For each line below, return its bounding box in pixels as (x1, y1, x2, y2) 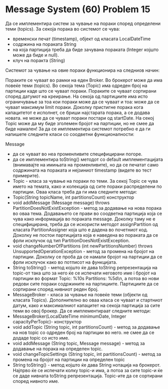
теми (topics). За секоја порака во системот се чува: (5, 25, 121, 32)
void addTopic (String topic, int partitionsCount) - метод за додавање (12, 324, 160, 330)
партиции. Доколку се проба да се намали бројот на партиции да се (12, 254, 162, 260)
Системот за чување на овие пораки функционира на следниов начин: (5, 67, 160, 73)
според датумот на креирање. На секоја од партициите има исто (5, 93, 148, 99)
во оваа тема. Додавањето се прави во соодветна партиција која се (12, 210, 162, 216)
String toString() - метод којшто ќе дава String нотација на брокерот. (12, 362, 161, 368)
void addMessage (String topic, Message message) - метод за (12, 340, 145, 346)
